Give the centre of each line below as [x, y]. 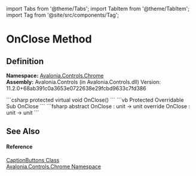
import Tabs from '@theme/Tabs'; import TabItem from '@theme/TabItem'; [98, 9]
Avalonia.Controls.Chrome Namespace [54, 166]
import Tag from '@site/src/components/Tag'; [63, 15]
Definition [25, 61]
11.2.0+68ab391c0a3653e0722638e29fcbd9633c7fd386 [76, 88]
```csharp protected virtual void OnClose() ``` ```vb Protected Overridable [95, 100]
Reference [19, 147]
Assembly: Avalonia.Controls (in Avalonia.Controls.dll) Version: [84, 82]
